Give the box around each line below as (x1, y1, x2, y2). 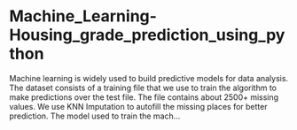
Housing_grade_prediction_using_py (9, 25, 285, 45)
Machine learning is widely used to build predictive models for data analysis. (9, 73, 289, 83)
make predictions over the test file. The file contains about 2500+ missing (9, 91, 279, 103)
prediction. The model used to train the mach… (9, 111, 181, 121)
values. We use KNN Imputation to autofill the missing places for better (9, 101, 268, 111)
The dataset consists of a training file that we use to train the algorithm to (9, 82, 277, 93)
